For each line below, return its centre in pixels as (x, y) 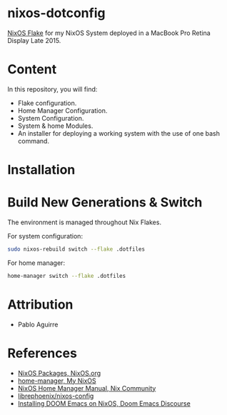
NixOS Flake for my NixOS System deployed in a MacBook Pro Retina (109, 33)
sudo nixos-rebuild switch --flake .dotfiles (76, 249)
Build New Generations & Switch (105, 202)
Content (32, 70)
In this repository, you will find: (52, 89)
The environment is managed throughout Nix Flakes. (85, 222)
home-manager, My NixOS (57, 381)
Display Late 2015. (34, 40)
